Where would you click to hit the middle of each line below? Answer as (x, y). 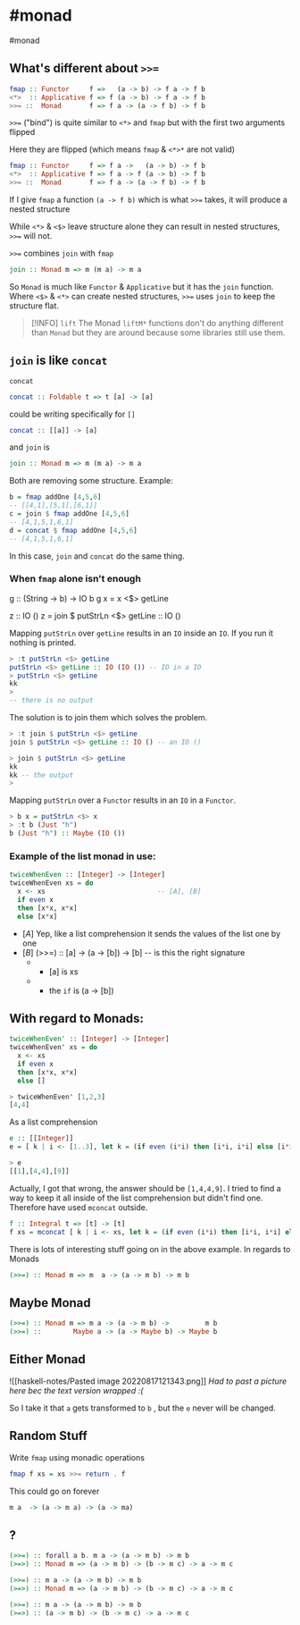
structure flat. (34, 306)
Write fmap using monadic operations (77, 1457)
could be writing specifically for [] (72, 414)
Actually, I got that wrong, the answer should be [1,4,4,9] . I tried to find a (145, 1188)
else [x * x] (37, 916)
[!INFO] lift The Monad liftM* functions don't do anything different (157, 323)
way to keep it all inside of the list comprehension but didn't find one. (136, 1198)
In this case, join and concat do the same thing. (97, 556)
